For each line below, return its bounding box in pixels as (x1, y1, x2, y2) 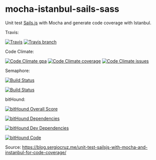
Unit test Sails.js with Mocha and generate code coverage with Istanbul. (5, 20, 152, 26)
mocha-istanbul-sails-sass (5, 3, 120, 15)
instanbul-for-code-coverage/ (5, 149, 67, 155)
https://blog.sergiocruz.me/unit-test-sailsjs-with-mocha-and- (22, 144, 148, 150)
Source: (5, 144, 21, 150)
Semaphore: (5, 68, 30, 74)
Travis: (5, 29, 19, 35)
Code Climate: (5, 48, 35, 54)
